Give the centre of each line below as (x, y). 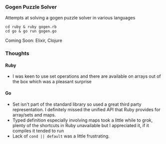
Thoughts (17, 53)
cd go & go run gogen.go (31, 31)
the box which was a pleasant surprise (52, 82)
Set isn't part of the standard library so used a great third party (77, 104)
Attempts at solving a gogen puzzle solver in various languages (70, 18)
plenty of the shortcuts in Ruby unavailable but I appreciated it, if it (81, 125)
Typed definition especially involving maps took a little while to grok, (83, 120)
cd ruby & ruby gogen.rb (31, 27)
